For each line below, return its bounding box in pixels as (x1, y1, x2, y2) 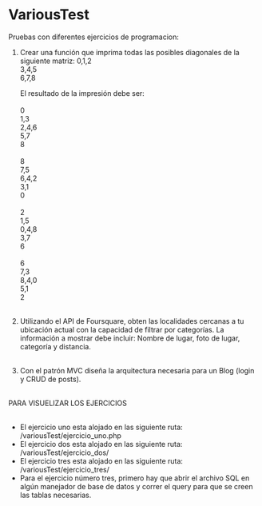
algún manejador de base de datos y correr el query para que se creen (19, 481, 253, 491)
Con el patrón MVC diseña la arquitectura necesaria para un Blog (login (19, 365, 255, 375)
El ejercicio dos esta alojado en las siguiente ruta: (19, 439, 183, 448)
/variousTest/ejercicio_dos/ (19, 448, 109, 457)
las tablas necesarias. (19, 490, 92, 500)
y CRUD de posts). (19, 374, 81, 384)
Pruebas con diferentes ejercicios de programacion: (8, 32, 180, 42)
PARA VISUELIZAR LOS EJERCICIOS (8, 398, 128, 408)
